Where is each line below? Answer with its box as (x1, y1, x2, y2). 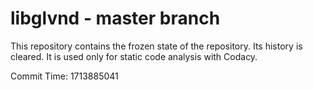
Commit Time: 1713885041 (10, 70, 119, 82)
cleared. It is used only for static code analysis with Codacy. (10, 50, 258, 62)
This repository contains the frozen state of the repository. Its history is (10, 40, 303, 52)
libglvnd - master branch (10, 7, 221, 30)
